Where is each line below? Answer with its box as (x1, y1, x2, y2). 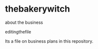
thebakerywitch (5, 3, 70, 15)
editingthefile (5, 29, 31, 34)
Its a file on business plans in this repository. (5, 38, 94, 44)
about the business (5, 19, 43, 25)
